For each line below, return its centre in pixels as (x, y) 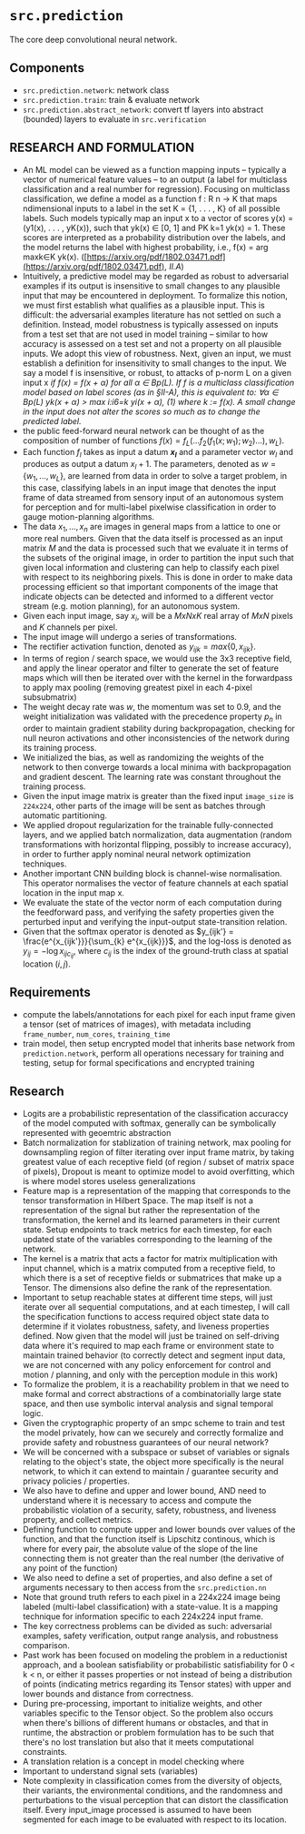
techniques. (44, 864)
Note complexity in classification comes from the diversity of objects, (152, 1780)
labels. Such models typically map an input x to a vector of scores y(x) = (157, 218)
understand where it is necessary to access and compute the (137, 1500)
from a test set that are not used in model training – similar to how (145, 334)
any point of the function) (70, 1567)
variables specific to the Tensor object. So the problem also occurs (148, 1713)
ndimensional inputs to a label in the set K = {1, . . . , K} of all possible (151, 208)
